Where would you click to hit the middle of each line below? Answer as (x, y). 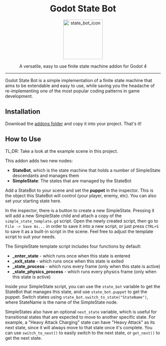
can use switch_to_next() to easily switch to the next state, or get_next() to (83, 333)
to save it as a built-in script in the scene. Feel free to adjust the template (79, 231)
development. (19, 96)
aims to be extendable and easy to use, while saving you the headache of (80, 86)
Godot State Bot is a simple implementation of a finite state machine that (79, 80)
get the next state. (24, 338)
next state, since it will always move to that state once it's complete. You (79, 327)
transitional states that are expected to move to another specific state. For (80, 317)
